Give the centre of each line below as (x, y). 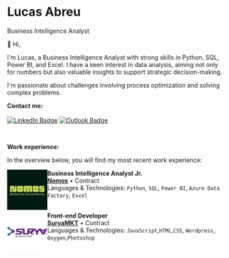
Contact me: (25, 105)
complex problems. (34, 92)
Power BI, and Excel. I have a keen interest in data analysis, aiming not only (113, 64)
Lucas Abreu (44, 12)
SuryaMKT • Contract (79, 222)
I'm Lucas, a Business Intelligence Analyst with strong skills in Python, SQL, (113, 57)
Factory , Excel (67, 195)
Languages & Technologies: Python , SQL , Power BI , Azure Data (134, 188)
